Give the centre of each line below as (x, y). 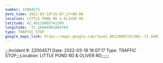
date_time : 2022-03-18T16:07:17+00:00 (44, 14)
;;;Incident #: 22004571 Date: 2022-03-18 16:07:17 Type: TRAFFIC (71, 50)
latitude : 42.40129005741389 (34, 23)
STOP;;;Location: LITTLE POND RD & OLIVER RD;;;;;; (57, 55)
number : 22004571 (23, 9)
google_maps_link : (24, 37)
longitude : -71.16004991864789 (37, 28)
